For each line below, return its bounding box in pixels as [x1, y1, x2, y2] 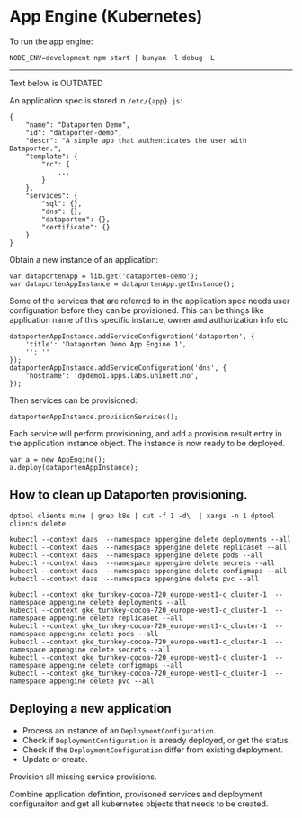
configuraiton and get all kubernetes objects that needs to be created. [9, 798, 269, 809]
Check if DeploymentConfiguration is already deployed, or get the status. [22, 734, 290, 745]
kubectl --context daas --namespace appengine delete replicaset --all [9, 543, 288, 552]
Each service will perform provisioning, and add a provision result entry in [9, 427, 282, 438]
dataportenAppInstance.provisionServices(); [9, 412, 179, 421]
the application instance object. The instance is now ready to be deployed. [9, 437, 286, 448]
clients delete [9, 519, 67, 528]
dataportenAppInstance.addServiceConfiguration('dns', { [9, 363, 227, 373]
